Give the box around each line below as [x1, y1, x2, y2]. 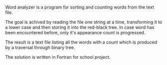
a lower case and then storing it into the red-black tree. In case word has [5, 24, 155, 30]
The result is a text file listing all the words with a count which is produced [5, 39, 158, 45]
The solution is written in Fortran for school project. [5, 54, 111, 60]
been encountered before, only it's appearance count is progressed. [5, 30, 146, 35]
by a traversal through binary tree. [5, 45, 75, 50]
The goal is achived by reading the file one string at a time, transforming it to [5, 19, 163, 25]
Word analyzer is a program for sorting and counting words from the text [5, 4, 155, 10]
